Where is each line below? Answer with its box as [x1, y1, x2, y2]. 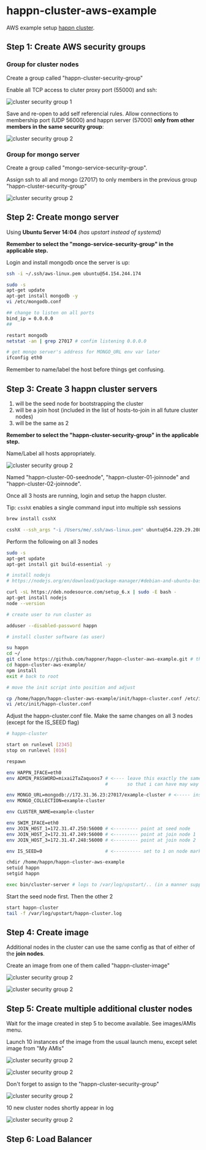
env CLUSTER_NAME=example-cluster [6, 809, 95, 815]
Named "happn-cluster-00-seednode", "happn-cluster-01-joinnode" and [6, 474, 190, 481]
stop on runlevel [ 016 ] [6, 747, 67, 754]
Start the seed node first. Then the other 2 [6, 892, 113, 900]
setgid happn [6, 871, 40, 877]
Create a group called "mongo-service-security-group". [6, 164, 148, 171]
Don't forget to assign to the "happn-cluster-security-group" [6, 1081, 159, 1088]
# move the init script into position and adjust [6, 684, 136, 690]
